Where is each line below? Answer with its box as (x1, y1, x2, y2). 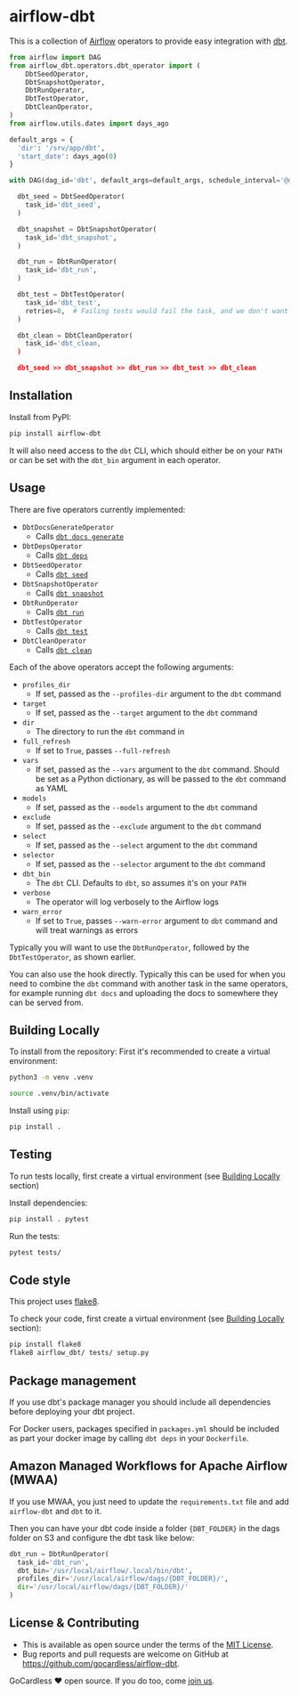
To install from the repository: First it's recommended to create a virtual (9, 1046, 271, 1057)
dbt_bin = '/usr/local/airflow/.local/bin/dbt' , (17, 1566, 193, 1575)
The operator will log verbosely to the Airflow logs (35, 896, 220, 907)
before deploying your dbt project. (9, 1406, 135, 1416)
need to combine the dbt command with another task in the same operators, (9, 977, 288, 989)
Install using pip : (9, 1106, 70, 1116)
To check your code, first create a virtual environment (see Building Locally (9, 1313, 285, 1324)
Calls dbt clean (35, 644, 93, 655)
